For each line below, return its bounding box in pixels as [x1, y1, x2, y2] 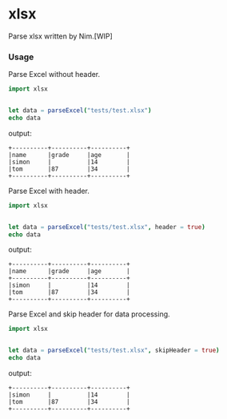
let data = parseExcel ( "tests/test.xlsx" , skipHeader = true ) [8, 346, 220, 355]
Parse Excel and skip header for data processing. [8, 309, 170, 319]
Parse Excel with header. [8, 186, 90, 195]
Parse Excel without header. [8, 70, 101, 79]
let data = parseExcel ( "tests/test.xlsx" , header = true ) [8, 223, 205, 231]
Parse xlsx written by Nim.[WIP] [8, 31, 113, 41]
